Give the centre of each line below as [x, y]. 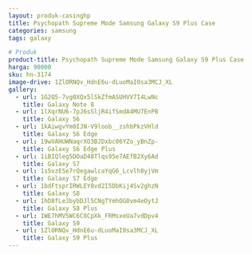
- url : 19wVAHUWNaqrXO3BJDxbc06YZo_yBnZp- [87, 141]
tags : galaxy [30, 38]
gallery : [23, 89]
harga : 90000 [30, 67]
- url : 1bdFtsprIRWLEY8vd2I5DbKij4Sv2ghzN [87, 186]
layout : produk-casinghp [49, 16]
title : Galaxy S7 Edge [60, 179]
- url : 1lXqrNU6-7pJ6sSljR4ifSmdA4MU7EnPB [87, 112]
